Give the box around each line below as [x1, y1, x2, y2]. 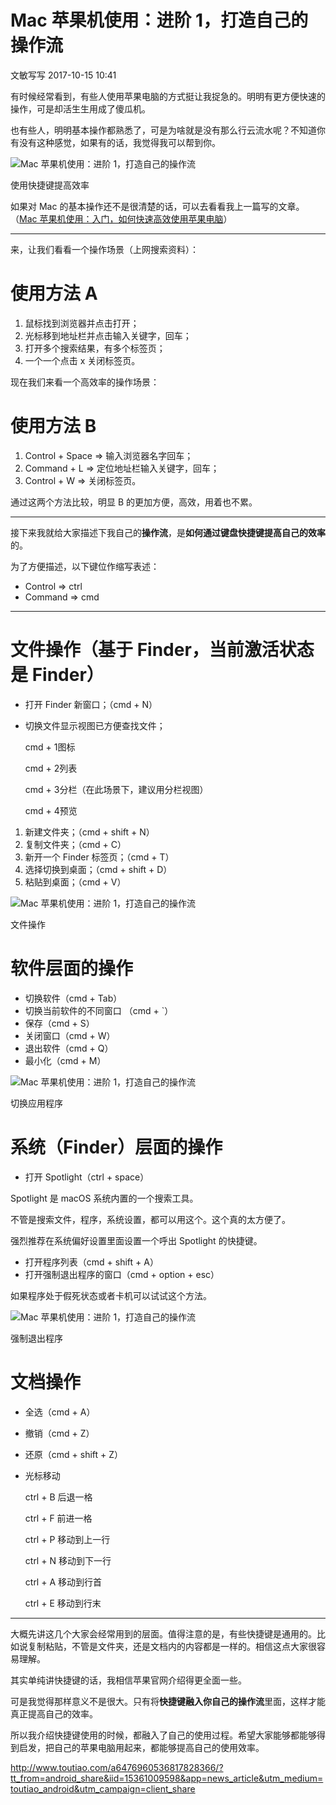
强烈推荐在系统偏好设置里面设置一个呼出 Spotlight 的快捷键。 [10, 1234, 263, 1246]
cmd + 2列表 [24, 762, 78, 774]
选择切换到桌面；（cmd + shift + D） [24, 863, 173, 875]
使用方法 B [10, 415, 97, 438]
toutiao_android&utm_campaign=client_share [10, 1782, 196, 1795]
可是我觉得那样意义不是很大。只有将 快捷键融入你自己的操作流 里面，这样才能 [10, 1695, 326, 1707]
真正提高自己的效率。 [10, 1707, 98, 1720]
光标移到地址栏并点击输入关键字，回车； [24, 329, 192, 341]
